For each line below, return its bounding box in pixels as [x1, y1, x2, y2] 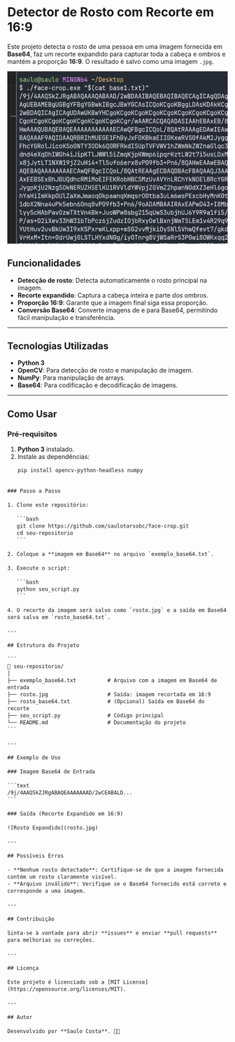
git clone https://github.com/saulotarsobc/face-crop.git [16, 522, 190, 530]
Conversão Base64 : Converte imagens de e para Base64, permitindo [17, 306, 218, 314]
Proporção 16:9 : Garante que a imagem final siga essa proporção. [17, 298, 208, 307]
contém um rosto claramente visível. [7, 873, 117, 881]
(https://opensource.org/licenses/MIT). [7, 985, 127, 993]
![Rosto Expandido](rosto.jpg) [7, 824, 99, 831]
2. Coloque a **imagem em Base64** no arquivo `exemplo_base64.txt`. [7, 550, 215, 558]
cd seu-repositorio [16, 529, 73, 537]
